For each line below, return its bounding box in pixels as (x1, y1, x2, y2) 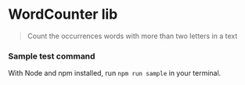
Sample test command (8, 51, 95, 62)
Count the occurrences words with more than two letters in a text (27, 31, 238, 41)
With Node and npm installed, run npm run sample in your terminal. (8, 69, 222, 78)
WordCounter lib (8, 5, 118, 23)
